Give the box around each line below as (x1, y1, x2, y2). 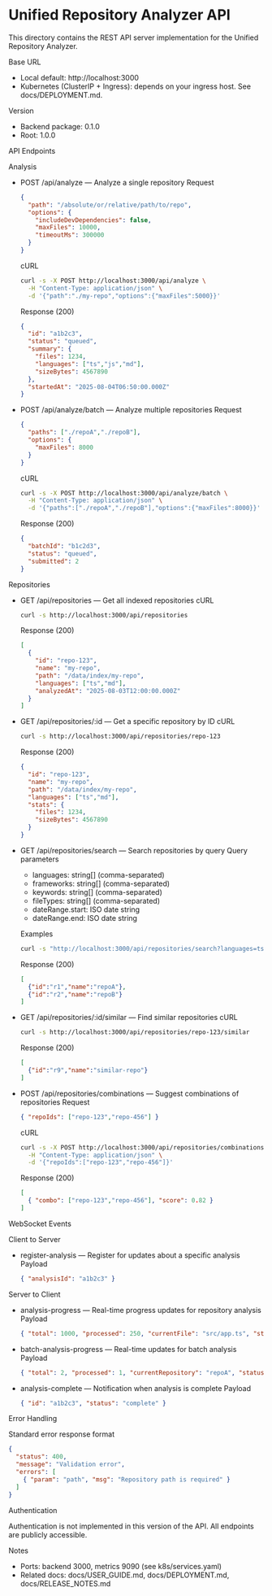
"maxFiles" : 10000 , (35, 224, 101, 232)
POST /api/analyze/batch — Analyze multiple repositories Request (19, 405, 242, 415)
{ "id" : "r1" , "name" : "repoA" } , (28, 983, 127, 991)
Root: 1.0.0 (19, 130, 56, 140)
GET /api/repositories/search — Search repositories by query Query (19, 845, 248, 855)
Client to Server (8, 1234, 61, 1244)
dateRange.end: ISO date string (32, 913, 138, 922)
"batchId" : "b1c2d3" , (28, 543, 101, 551)
